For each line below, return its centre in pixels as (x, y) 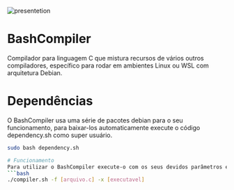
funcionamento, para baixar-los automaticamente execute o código (104, 127)
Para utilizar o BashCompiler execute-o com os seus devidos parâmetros (115, 167)
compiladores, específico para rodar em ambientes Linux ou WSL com (108, 65)
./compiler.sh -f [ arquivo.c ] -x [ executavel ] (76, 180)
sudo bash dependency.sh (43, 148)
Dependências (50, 101)
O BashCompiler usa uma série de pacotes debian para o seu (95, 120)
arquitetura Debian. (35, 72)
